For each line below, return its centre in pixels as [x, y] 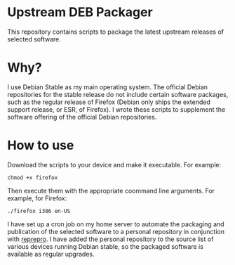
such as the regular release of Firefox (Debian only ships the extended [109, 102]
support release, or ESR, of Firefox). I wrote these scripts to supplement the [116, 109]
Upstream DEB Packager [80, 12]
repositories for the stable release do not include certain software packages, [118, 94]
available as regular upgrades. [51, 254]
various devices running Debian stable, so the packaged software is [105, 246]
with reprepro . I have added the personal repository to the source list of [110, 239]
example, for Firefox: [37, 198]
